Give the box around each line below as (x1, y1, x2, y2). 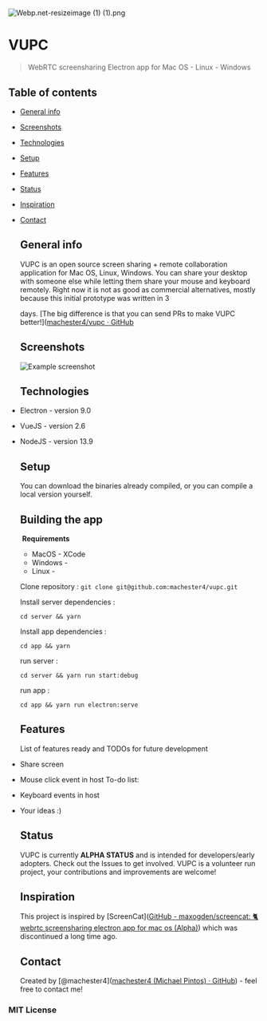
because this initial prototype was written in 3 (19, 293, 170, 303)
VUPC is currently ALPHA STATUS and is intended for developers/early (19, 850, 255, 860)
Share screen (19, 759, 65, 769)
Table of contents (8, 85, 97, 99)
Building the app (19, 512, 104, 526)
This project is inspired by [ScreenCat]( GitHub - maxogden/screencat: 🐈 (19, 912, 259, 921)
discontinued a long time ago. (19, 932, 118, 941)
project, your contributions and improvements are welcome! (19, 867, 217, 877)
